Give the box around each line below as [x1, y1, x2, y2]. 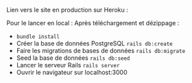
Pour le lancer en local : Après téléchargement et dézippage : [6, 19, 180, 27]
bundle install [16, 33, 60, 40]
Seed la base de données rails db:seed [16, 54, 130, 62]
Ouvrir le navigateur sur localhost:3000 [16, 68, 128, 76]
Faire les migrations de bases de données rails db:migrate [16, 47, 186, 54]
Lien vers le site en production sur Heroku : [6, 6, 128, 14]
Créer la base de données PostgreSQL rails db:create [16, 39, 173, 47]
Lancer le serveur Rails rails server [16, 61, 120, 69]
